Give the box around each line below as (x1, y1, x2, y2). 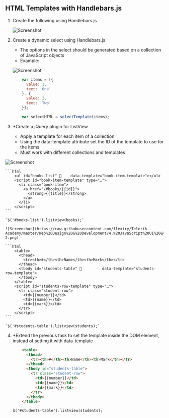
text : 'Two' (26, 100, 51, 106)
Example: (20, 58, 39, 64)
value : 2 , (26, 96, 47, 101)
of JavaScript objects (20, 52, 64, 58)
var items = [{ (22, 77, 54, 82)
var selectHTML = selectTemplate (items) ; (22, 114, 110, 119)
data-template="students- (102, 266, 156, 271)
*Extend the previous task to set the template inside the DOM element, (12, 332, 159, 338)
